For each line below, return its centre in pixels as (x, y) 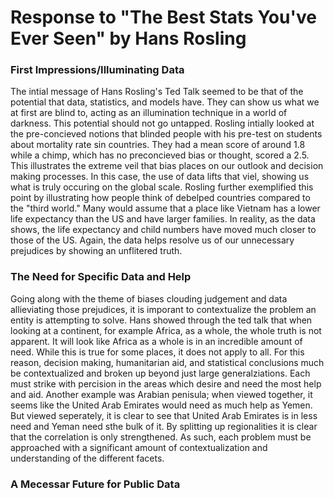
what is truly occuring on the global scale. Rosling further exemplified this (162, 187)
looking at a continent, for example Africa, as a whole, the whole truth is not (166, 330)
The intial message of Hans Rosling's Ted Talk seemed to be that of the (157, 92)
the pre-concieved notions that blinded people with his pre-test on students (166, 134)
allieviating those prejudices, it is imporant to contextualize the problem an (163, 309)
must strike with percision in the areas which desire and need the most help (166, 383)
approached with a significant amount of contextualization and (139, 447)
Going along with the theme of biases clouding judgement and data (149, 298)
